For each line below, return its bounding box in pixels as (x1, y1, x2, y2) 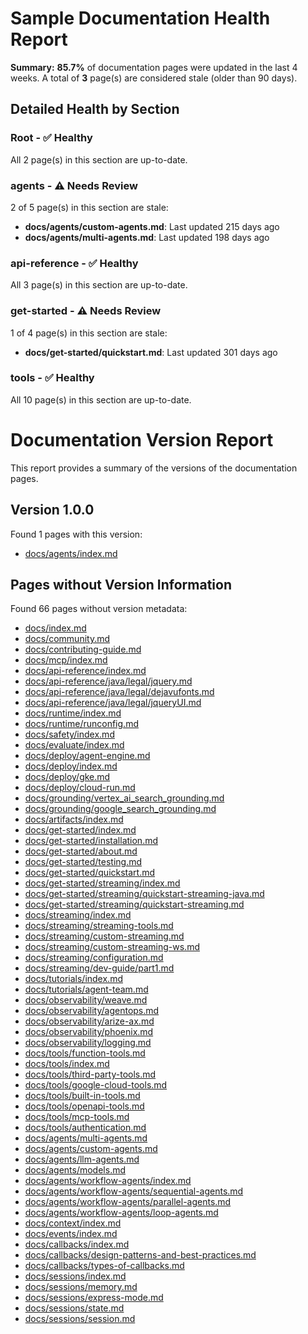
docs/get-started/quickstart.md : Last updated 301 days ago (24, 346, 278, 358)
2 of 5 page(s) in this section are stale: (10, 201, 169, 213)
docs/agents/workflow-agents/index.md (24, 1175, 192, 1187)
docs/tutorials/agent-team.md (24, 983, 149, 996)
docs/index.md (24, 622, 87, 634)
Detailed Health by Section (10, 101, 180, 118)
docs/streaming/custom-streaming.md (24, 930, 185, 942)
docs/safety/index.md (24, 728, 115, 741)
